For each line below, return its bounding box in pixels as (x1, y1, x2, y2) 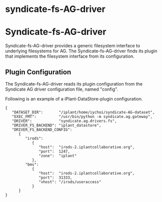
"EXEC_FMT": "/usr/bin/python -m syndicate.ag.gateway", (11, 114, 153, 119)
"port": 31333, (38, 175, 72, 180)
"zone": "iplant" (38, 153, 77, 158)
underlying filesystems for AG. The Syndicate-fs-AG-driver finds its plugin (5, 48, 158, 54)
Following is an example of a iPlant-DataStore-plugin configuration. (5, 96, 143, 101)
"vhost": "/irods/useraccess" (38, 179, 101, 185)
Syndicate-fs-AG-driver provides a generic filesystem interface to (5, 43, 141, 49)
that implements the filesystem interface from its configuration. (5, 53, 135, 59)
